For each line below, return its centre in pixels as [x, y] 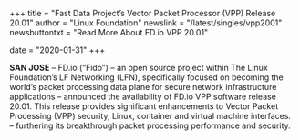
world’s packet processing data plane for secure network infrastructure [143, 87]
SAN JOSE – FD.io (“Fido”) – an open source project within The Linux [139, 68]
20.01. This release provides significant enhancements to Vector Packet [144, 106]
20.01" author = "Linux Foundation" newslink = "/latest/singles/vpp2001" [146, 23]
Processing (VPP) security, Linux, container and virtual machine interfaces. [150, 116]
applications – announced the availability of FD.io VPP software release [143, 96]
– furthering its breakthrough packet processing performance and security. [150, 125]
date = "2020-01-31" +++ [57, 50]
